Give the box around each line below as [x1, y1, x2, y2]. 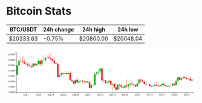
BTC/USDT [10, 26, 37, 33]
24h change [43, 26, 74, 33]
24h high [82, 26, 106, 33]
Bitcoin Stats [6, 4, 72, 18]
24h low [117, 26, 138, 33]
